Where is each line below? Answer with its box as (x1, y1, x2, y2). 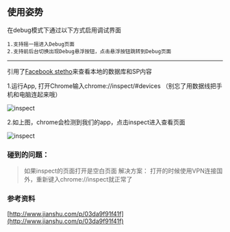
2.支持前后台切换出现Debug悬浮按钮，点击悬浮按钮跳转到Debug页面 (7, 48, 172, 55)
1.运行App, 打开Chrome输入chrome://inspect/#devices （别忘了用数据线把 (7, 81, 217, 90)
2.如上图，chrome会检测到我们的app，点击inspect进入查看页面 (7, 118, 186, 126)
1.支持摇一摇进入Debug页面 (7, 40, 75, 48)
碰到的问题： (7, 149, 50, 159)
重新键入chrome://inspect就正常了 (36, 175, 133, 184)
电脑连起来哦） (18, 90, 62, 98)
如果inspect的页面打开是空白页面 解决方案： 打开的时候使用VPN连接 (23, 166, 217, 175)
